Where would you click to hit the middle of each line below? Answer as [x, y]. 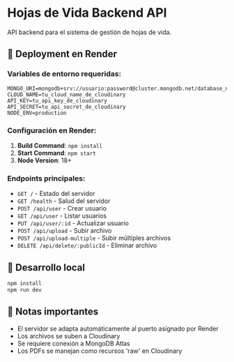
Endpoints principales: [46, 178]
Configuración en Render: [52, 130]
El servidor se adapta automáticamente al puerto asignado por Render [118, 329]
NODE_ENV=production [37, 113]
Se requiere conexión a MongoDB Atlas [73, 343]
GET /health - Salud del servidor [64, 201]
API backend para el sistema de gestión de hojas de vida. [89, 32]
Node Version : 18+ [44, 160]
